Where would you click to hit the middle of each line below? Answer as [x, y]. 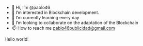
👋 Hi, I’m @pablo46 [31, 7]
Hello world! [16, 39]
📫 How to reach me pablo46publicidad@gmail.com [63, 28]
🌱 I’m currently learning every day [45, 17]
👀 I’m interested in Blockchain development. [55, 12]
